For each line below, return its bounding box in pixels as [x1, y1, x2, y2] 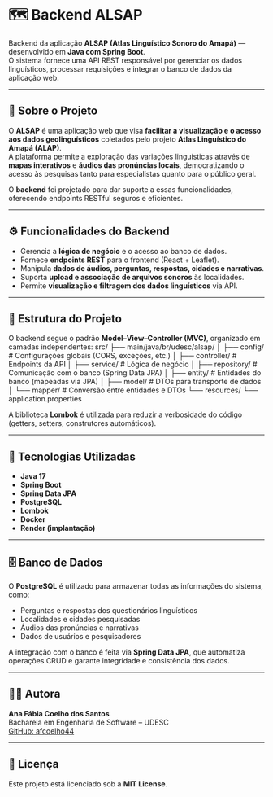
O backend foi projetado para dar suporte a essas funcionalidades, [8, 184, 233, 195]
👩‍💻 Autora [8, 687, 61, 701]
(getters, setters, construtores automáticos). [8, 418, 157, 428]
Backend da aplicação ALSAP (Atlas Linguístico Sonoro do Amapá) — [8, 37, 246, 48]
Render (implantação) [19, 523, 96, 533]
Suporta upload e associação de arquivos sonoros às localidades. [19, 272, 245, 282]
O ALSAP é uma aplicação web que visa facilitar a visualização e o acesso [8, 125, 262, 135]
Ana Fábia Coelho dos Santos [8, 708, 110, 718]
